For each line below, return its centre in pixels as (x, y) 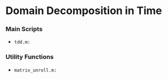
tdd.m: (22, 42)
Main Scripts (24, 29)
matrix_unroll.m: (35, 70)
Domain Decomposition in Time (84, 11)
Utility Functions (30, 57)
